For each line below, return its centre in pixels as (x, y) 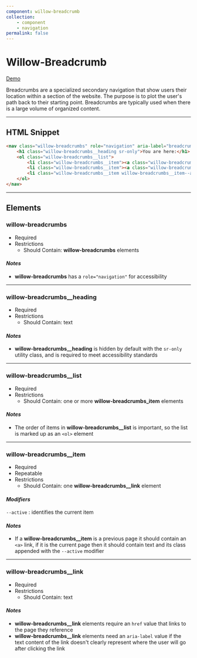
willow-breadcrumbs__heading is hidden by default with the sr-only (98, 349)
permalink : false (27, 33)
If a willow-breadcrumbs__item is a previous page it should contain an (100, 539)
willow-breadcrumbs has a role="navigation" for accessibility (91, 276)
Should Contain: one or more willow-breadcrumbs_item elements (103, 401)
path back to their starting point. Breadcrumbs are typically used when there (98, 103)
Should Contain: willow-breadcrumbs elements (81, 250)
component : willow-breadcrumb (43, 11)
